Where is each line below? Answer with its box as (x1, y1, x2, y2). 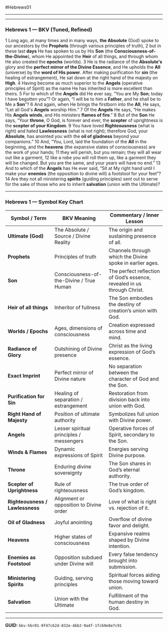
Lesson (125, 218, 143, 225)
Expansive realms (108, 530, 150, 537)
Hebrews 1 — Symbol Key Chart (5, 198, 83, 205)
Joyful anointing (54, 519, 92, 526)
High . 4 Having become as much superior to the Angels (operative (5, 80, 143, 86)
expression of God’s (108, 348, 156, 355)
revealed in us (108, 280, 141, 287)
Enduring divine (54, 463, 91, 470)
